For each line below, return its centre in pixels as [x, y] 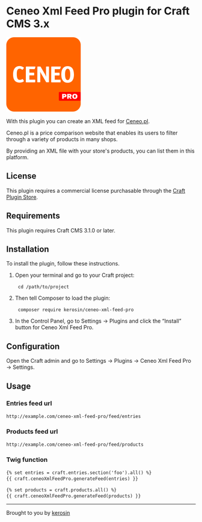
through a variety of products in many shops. [62, 139]
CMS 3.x [28, 24]
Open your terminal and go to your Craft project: [75, 275]
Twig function [27, 460]
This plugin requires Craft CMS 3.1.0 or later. [61, 230]
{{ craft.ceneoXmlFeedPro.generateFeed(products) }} [74, 496]
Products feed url [32, 431]
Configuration [33, 346]
